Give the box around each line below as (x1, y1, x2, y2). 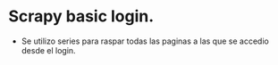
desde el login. (21, 45, 77, 55)
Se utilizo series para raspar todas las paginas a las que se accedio (21, 36, 269, 46)
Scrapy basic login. (8, 6, 155, 27)
